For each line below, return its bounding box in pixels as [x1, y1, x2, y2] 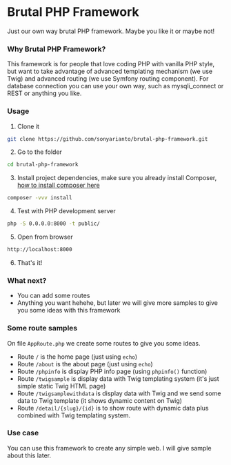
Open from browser [17, 232, 74, 241]
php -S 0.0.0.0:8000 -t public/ [7, 220, 100, 228]
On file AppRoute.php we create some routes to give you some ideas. [7, 339, 201, 347]
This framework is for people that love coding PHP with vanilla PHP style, [7, 60, 215, 68]
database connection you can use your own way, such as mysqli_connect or [7, 82, 224, 90]
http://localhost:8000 [7, 246, 72, 253]
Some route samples [7, 324, 78, 333]
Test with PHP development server [17, 207, 116, 215]
